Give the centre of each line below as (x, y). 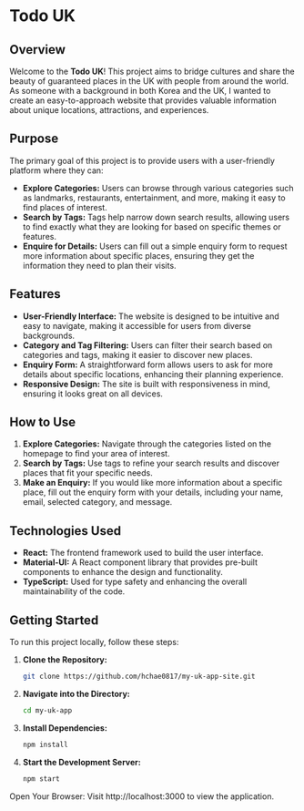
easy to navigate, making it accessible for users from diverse (137, 325)
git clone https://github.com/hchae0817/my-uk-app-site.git (139, 677)
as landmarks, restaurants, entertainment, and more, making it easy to (154, 198)
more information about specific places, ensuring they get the (138, 255)
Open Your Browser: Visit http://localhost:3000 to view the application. (142, 796)
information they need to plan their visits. (99, 265)
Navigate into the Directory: (76, 693)
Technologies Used (65, 531)
